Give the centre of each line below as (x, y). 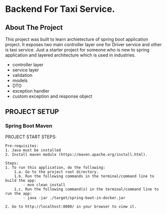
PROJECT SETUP (32, 112)
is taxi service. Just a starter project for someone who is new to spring (77, 50)
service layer (26, 70)
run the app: (19, 193)
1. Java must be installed (33, 150)
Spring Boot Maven (29, 126)
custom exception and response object (52, 96)
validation (22, 75)
